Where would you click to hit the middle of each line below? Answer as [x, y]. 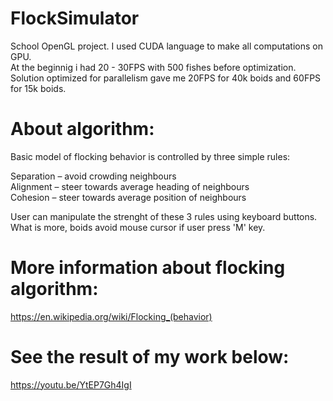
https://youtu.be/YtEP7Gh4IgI [71, 384]
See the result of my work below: [150, 357]
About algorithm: [82, 129]
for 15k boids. [38, 88]
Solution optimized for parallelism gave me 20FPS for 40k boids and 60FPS [166, 78]
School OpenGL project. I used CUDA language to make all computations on [166, 46]
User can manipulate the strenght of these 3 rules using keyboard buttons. [164, 216]
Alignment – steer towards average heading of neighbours [130, 186]
